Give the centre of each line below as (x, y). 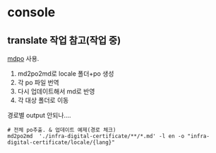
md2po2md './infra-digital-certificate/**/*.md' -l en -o (96, 136)
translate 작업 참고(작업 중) (64, 40)
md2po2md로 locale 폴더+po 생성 (66, 74)
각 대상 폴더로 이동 (43, 100)
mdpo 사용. (23, 58)
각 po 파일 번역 (38, 83)
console (31, 12)
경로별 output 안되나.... (39, 115)
